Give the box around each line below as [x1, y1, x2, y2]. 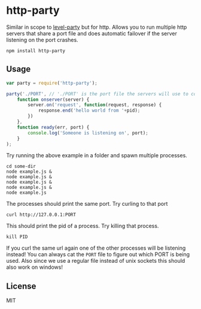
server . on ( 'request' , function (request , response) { [28, 102, 162, 108]
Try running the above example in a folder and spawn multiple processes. [6, 152, 187, 159]
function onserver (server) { [17, 97, 90, 103]
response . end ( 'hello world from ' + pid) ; [38, 107, 141, 114]
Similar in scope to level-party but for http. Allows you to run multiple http [6, 23, 187, 31]
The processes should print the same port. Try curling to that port [6, 200, 168, 208]
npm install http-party [6, 47, 66, 54]
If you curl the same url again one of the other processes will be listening [6, 244, 186, 252]
